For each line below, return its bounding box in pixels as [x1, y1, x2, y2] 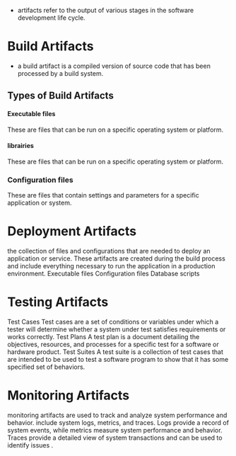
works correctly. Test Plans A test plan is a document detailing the [7, 332, 200, 341]
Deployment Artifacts [7, 223, 136, 239]
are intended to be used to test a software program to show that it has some [7, 355, 229, 363]
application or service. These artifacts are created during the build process [7, 254, 226, 263]
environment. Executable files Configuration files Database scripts [7, 269, 200, 278]
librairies [7, 142, 34, 150]
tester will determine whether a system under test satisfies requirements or [7, 325, 226, 334]
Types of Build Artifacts [7, 90, 114, 102]
